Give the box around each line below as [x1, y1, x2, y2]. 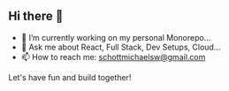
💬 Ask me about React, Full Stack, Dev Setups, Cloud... [20, 42, 221, 52]
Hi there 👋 [8, 9, 64, 24]
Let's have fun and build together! [8, 72, 132, 82]
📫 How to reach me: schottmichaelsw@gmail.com [20, 51, 206, 62]
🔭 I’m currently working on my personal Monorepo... [20, 32, 211, 42]
